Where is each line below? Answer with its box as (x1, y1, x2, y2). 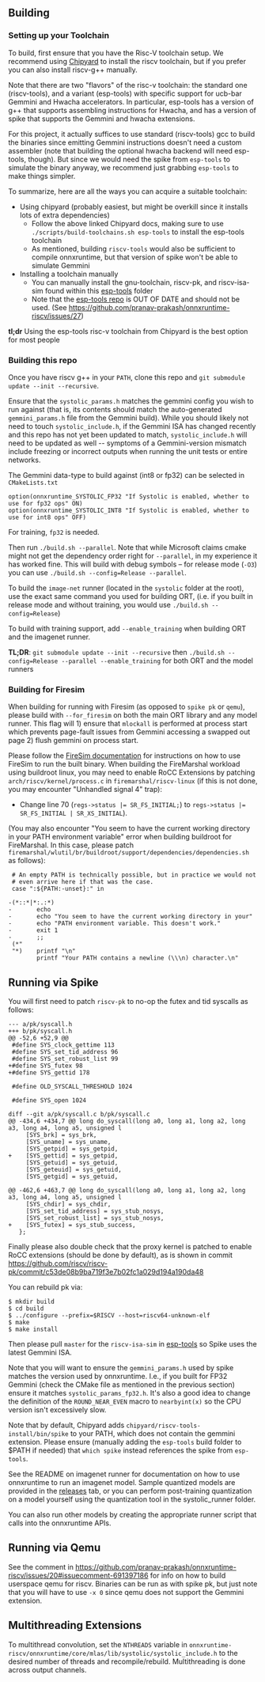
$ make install (8, 1325, 59, 1334)
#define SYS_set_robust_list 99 (11, 1055, 119, 1063)
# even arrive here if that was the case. (11, 878, 154, 886)
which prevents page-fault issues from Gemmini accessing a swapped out (8, 727, 251, 737)
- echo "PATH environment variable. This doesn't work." (8, 919, 221, 928)
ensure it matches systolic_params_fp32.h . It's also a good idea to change (8, 1388, 251, 1398)
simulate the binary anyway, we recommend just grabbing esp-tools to (8, 162, 239, 172)
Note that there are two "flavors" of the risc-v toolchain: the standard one (8, 80, 248, 89)
